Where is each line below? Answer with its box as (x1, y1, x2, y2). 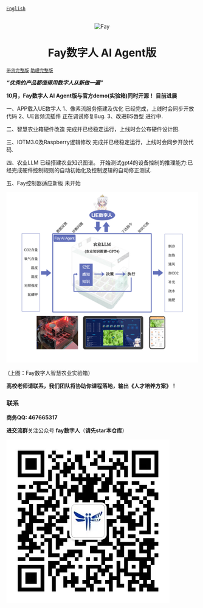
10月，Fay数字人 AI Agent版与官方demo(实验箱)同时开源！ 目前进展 (6, 92, 177, 99)
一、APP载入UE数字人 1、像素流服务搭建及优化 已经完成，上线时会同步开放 (6, 105, 194, 112)
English (6, 5, 26, 12)
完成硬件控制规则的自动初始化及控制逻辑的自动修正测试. (11, 166, 152, 173)
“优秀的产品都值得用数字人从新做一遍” (6, 79, 103, 86)
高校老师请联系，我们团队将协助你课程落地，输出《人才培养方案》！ (6, 382, 177, 390)
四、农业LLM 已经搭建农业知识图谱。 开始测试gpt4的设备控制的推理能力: (6, 159, 188, 166)
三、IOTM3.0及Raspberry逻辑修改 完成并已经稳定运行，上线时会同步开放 (6, 138, 188, 145)
